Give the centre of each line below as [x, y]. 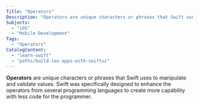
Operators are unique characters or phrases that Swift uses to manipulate [96, 78]
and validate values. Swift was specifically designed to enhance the [89, 84]
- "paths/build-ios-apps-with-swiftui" [61, 61]
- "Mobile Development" [41, 34]
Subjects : [18, 22]
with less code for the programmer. [49, 96]
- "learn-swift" [31, 55]
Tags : [13, 39]
